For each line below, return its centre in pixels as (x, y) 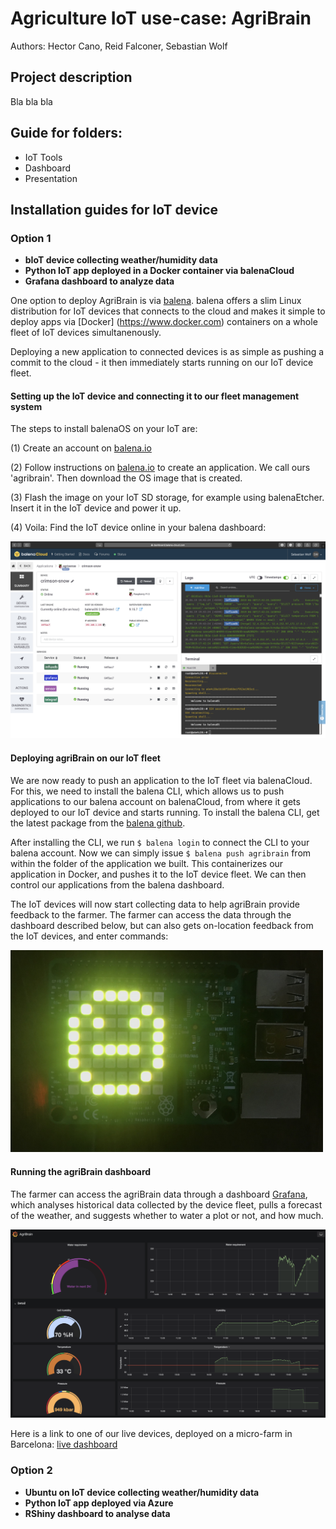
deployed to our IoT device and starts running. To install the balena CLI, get (165, 812)
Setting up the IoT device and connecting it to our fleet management (155, 396)
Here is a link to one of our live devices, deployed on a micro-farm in (151, 1434)
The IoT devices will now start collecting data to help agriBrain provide (155, 904)
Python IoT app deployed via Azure (99, 1503)
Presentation (51, 178)
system (26, 406)
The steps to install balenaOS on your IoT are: (104, 429)
